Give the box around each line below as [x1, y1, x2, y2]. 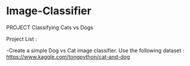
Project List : [6, 35, 37, 42]
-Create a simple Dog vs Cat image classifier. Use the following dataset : [6, 46, 185, 54]
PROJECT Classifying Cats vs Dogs [6, 24, 94, 31]
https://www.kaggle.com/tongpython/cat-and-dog [6, 53, 130, 60]
